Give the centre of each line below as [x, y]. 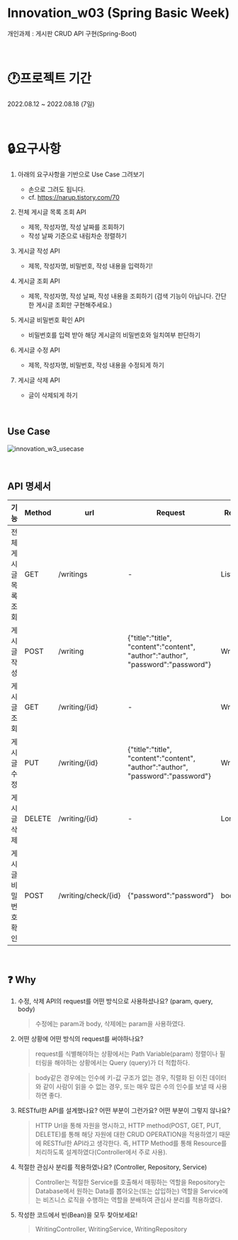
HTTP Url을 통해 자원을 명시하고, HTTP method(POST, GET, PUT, [128, 1126]
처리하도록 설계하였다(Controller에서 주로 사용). [101, 1152]
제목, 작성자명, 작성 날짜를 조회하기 [76, 227]
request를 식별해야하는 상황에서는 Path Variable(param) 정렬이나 [126, 1054]
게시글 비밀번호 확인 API [51, 319]
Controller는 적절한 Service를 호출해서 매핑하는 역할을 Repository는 [130, 1182]
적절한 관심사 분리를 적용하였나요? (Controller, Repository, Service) [112, 1167]
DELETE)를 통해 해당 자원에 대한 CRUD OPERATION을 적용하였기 [126, 1134]
